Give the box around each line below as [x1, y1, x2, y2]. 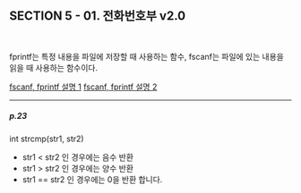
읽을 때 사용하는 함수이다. [9, 62, 99, 73]
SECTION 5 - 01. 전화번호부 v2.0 [9, 8, 186, 24]
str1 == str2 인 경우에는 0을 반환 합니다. [21, 173, 163, 185]
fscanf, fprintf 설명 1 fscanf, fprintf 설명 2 [9, 81, 158, 92]
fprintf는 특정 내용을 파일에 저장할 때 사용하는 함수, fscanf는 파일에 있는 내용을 [9, 51, 284, 62]
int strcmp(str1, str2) [9, 133, 84, 144]
